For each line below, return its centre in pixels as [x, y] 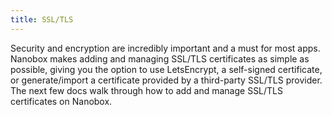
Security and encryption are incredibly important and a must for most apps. [165, 48]
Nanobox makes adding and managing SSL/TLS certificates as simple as [160, 58]
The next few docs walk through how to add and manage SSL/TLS [147, 90]
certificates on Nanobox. [61, 101]
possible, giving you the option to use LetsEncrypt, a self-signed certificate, [166, 69]
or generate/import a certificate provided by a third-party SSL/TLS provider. [166, 80]
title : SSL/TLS [42, 19]
